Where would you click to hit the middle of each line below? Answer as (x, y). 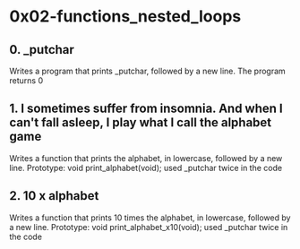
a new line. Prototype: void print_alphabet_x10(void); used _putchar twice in (149, 227)
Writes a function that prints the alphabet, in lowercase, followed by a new (146, 158)
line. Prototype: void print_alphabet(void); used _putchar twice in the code (146, 167)
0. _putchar (42, 50)
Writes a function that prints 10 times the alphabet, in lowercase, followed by (150, 218)
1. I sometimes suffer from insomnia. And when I (146, 109)
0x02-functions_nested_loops (125, 17)
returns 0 (26, 81)
